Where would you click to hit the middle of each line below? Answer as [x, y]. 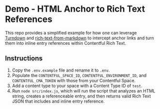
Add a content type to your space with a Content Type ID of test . [77, 86]
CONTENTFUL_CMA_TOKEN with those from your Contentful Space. [74, 80]
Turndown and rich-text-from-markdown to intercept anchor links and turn [80, 38]
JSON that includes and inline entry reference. [58, 101]
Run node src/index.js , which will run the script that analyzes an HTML [84, 91]
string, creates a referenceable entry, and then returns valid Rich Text [81, 96]
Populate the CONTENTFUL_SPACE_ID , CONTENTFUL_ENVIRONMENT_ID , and [79, 75]
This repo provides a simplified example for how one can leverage [71, 33]
